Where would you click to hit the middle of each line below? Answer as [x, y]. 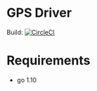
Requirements [48, 61]
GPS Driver [39, 13]
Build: [15, 32]
